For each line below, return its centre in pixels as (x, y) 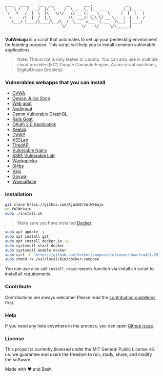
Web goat (22, 103)
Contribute (18, 287)
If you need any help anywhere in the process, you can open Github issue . (80, 326)
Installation (19, 195)
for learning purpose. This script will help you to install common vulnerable (80, 45)
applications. (18, 50)
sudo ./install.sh (24, 214)
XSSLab (20, 140)
